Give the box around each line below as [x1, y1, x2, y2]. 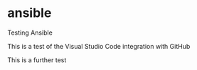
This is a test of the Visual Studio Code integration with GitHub [7, 42, 191, 50]
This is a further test [7, 55, 67, 64]
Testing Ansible [7, 28, 53, 37]
